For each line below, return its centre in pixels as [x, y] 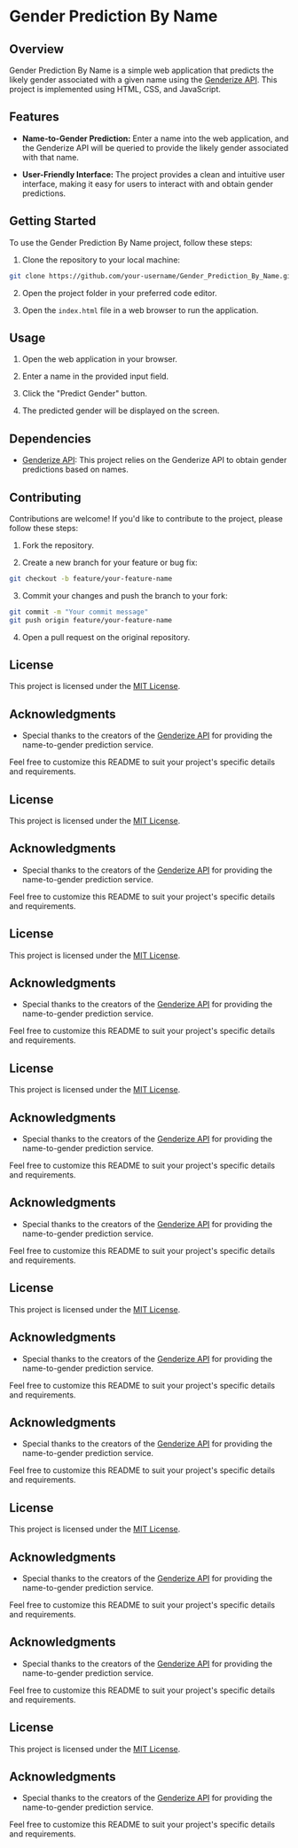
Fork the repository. [58, 545]
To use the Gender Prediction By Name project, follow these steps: [131, 242]
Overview [37, 49]
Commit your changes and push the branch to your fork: [125, 595]
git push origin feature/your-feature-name [91, 620]
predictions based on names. [75, 470]
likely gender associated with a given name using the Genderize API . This [143, 80]
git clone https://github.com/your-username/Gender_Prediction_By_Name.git [152, 276]
